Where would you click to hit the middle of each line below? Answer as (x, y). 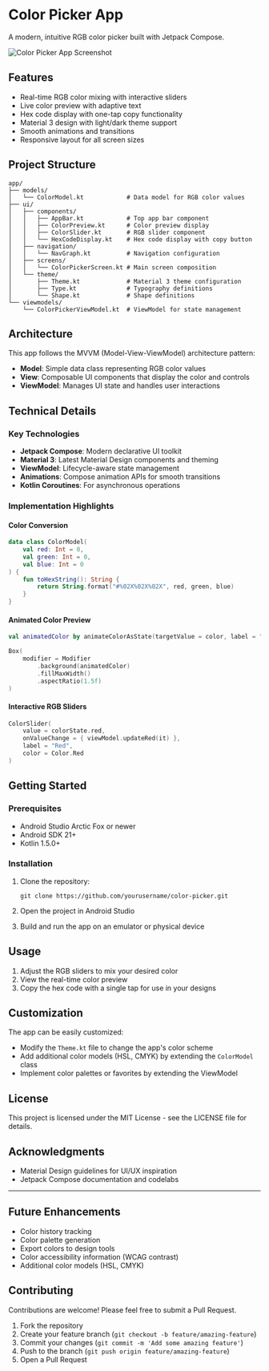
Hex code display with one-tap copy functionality (101, 114)
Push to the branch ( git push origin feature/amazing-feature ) (124, 1351)
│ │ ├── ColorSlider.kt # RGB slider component (107, 232)
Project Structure (52, 165)
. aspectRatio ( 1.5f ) (70, 681)
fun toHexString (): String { (71, 579)
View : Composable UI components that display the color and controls (134, 377)
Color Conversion (38, 525)
